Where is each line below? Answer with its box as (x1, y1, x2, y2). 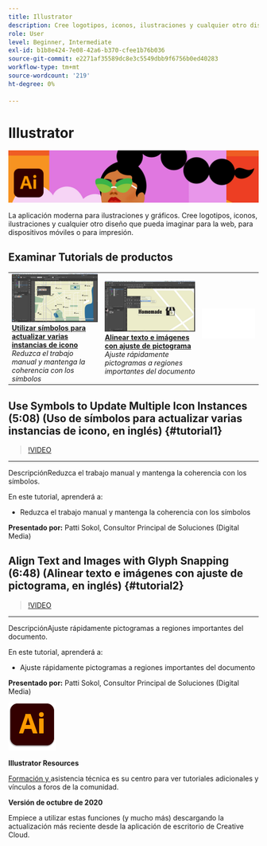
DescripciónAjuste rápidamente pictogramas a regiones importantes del (8, 623, 244, 633)
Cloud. (8, 829, 30, 840)
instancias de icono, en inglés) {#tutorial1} (8, 424, 222, 437)
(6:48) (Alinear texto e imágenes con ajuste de (8, 566, 244, 581)
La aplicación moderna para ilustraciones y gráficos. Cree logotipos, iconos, (8, 210, 258, 220)
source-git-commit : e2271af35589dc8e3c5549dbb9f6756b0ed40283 (8, 55, 219, 63)
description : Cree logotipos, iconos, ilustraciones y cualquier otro (8, 21, 247, 29)
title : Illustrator (8, 13, 73, 21)
